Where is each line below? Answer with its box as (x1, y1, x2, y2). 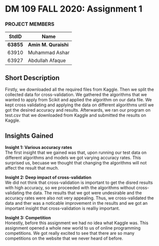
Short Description (5, 74, 60, 82)
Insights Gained (5, 131, 54, 140)
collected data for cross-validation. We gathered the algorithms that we (5, 92, 147, 98)
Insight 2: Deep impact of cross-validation (5, 175, 92, 180)
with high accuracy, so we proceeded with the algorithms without (5, 185, 135, 191)
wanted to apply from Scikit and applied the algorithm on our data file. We (5, 97, 152, 103)
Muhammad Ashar (28, 49, 70, 56)
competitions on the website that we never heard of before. (5, 235, 123, 241)
